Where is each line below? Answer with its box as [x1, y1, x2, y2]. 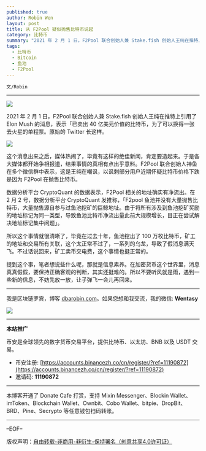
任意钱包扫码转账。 [68, 407, 118, 415]
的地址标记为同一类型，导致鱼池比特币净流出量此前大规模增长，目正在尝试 [6, 212, 194, 219]
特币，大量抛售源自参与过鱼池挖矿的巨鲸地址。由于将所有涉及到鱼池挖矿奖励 [6, 204, 200, 212]
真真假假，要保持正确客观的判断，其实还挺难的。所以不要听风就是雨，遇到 [6, 268, 194, 276]
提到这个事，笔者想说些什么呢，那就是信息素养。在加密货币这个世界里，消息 [6, 261, 200, 268]
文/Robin [6, 84, 28, 90]
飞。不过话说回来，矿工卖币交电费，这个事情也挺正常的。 [6, 248, 151, 255]
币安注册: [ [15, 359, 42, 366]
